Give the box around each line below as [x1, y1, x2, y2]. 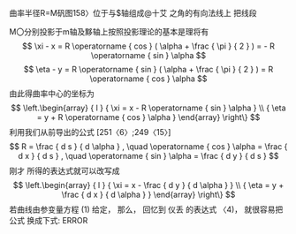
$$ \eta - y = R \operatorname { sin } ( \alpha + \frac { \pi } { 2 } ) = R [23, 64, 274, 74]
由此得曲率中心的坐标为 [9, 88, 95, 99]
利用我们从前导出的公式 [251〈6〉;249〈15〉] [9, 127, 171, 137]
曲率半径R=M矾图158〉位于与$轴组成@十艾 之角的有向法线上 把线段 [9, 8, 257, 18]
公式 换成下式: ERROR [9, 215, 88, 225]
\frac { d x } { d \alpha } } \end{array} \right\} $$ [61, 189, 236, 200]
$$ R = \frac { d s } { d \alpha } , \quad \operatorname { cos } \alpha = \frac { [9, 141, 288, 152]
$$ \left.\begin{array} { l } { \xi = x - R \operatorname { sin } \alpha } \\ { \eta [11, 102, 286, 113]
